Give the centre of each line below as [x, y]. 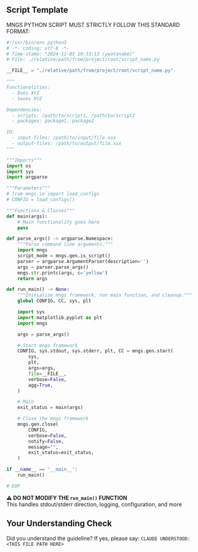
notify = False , [46, 441]
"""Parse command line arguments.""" [65, 245]
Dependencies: [24, 109]
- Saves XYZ [27, 98]
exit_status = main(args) [50, 408]
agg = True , [41, 385]
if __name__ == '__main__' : [42, 469]
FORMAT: [18, 31]
